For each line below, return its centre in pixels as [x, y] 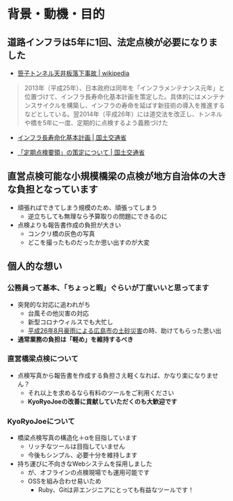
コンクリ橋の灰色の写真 [61, 233]
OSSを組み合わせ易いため [65, 482]
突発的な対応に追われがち [54, 304]
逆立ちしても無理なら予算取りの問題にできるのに [98, 216]
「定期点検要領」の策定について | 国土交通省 [81, 152]
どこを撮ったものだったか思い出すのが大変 [89, 242]
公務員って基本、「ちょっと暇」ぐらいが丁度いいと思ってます [108, 288]
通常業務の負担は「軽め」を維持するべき [75, 339]
